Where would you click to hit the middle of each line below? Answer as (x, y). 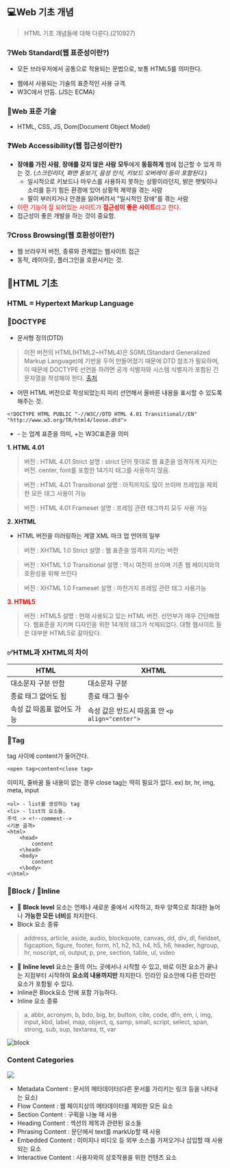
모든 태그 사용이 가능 (59, 493)
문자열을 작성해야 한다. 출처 (61, 378)
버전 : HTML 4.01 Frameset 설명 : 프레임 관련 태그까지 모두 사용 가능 (116, 508)
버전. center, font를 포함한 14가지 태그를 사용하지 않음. (97, 470)
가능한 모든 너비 (45, 915)
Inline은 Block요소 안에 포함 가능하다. (67, 992)
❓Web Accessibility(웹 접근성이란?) (65, 146)
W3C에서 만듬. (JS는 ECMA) (56, 92)
